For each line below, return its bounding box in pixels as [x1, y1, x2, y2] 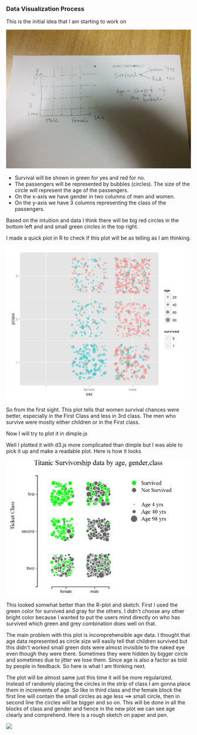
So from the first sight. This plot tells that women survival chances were [6, 406, 179, 413]
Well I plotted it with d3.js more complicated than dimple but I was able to [6, 441, 183, 449]
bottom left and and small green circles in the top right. [6, 223, 139, 230]
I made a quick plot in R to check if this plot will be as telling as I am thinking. [6, 234, 191, 242]
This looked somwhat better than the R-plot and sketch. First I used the [6, 601, 178, 609]
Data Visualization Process [6, 5, 85, 13]
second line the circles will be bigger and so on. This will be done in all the [6, 699, 186, 706]
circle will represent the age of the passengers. [14, 187, 129, 194]
